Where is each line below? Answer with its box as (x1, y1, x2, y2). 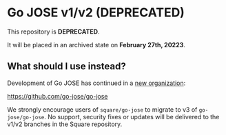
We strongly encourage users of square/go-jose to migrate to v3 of (7, 105, 198, 114)
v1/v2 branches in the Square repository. (7, 120, 123, 128)
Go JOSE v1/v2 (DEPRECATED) (7, 5, 185, 21)
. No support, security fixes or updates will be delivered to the (43, 112, 220, 121)
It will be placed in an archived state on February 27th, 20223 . (7, 40, 186, 49)
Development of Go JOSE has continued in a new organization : (7, 79, 186, 87)
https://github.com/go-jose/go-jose (7, 92, 108, 100)
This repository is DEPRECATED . (7, 27, 100, 36)
